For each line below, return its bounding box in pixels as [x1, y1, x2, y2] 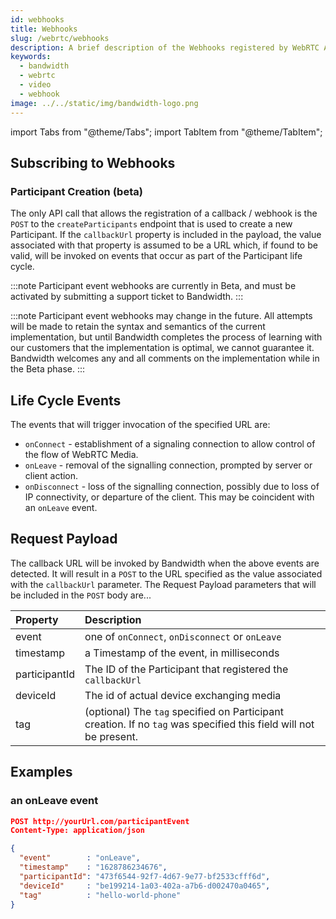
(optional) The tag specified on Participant [84, 704, 284, 718]
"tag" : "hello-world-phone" [19, 890, 182, 900]
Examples [10, 764, 73, 781]
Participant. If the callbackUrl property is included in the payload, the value [10, 229, 322, 241]
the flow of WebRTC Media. [24, 449, 139, 460]
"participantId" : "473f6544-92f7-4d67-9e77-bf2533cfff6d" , [19, 871, 271, 881]
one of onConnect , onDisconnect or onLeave [84, 629, 282, 643]
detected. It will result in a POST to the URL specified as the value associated [10, 567, 323, 580]
